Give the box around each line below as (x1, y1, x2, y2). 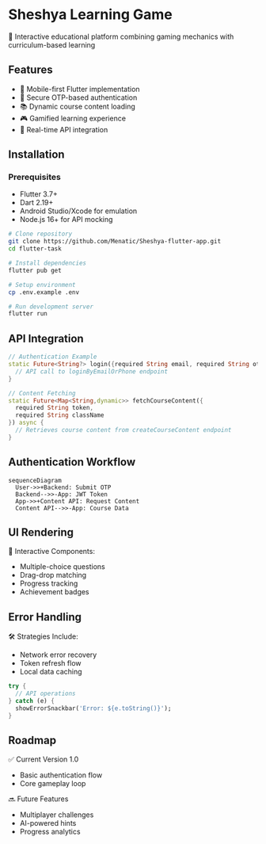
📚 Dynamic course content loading (19, 101, 136, 111)
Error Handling (8, 610, 82, 624)
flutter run (8, 310, 47, 318)
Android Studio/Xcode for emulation (19, 206, 138, 216)
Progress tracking (19, 579, 78, 588)
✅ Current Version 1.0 (8, 754, 79, 764)
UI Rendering (8, 525, 74, 539)
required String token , (15, 404, 93, 412)
